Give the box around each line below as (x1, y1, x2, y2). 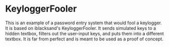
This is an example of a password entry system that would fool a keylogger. (5, 20, 162, 26)
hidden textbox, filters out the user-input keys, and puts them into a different (5, 30, 164, 36)
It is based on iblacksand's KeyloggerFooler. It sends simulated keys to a (5, 25, 156, 31)
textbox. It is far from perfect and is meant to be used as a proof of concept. (5, 36, 164, 42)
